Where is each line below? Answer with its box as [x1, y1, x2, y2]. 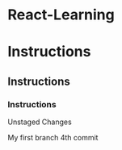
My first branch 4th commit [7, 133, 99, 143]
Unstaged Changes [7, 117, 72, 127]
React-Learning [7, 6, 115, 24]
